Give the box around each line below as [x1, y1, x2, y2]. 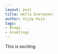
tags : [5, 21, 16, 26]
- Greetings [5, 30, 29, 35]
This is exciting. [5, 44, 37, 49]
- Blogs [5, 26, 21, 30]
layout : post [5, 7, 32, 12]
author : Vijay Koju [5, 16, 45, 21]
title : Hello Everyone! [5, 12, 54, 17]
